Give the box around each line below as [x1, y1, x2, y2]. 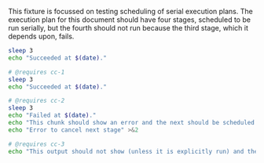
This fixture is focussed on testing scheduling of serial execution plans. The [8, 7, 253, 16]
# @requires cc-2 [8, 97, 65, 105]
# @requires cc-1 [8, 68, 65, 76]
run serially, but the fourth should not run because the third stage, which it [8, 24, 249, 32]
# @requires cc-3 [8, 140, 65, 148]
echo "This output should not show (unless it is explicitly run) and [8, 147, 244, 155]
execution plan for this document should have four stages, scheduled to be [8, 15, 251, 24]
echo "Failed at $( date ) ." [8, 111, 97, 120]
